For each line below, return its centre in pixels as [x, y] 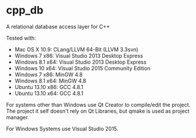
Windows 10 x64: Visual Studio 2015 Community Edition [82, 68]
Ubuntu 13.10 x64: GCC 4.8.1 [49, 93]
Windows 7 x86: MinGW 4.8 [49, 74]
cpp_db [25, 10]
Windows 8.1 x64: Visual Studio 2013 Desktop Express [80, 62]
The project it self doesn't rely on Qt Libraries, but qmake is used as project [98, 111]
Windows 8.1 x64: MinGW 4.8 [50, 81]
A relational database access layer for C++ [58, 27]
